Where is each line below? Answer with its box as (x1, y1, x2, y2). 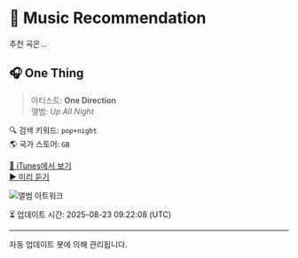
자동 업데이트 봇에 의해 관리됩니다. (9, 238, 128, 249)
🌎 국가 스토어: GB (9, 138, 70, 149)
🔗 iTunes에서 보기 (9, 160, 73, 171)
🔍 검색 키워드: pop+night (9, 124, 98, 136)
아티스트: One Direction (30, 95, 117, 106)
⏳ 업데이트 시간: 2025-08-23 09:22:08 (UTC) (9, 208, 172, 220)
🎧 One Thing (9, 66, 84, 81)
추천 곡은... (9, 38, 47, 49)
